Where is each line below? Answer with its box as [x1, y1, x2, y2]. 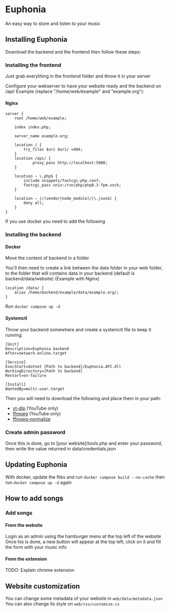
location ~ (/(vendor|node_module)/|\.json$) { [14, 196, 117, 201]
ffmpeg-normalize [12, 416, 51, 422]
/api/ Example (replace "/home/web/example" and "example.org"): [5, 88, 145, 95]
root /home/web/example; [14, 116, 67, 121]
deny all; [23, 200, 44, 206]
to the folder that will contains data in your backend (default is [5, 270, 135, 276]
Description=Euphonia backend [5, 346, 70, 351]
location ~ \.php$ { [14, 174, 58, 179]
